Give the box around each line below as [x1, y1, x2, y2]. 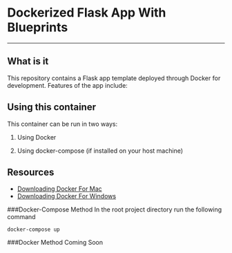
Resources [7, 166, 55, 178]
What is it [7, 55, 49, 67]
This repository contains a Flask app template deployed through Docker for [7, 74, 221, 82]
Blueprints [7, 19, 68, 35]
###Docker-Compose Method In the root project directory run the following [7, 205, 222, 214]
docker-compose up [7, 226, 60, 233]
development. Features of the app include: [7, 81, 128, 89]
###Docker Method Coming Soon [7, 238, 104, 247]
